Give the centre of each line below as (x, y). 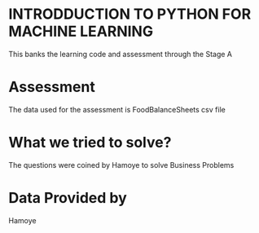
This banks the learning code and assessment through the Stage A (121, 54)
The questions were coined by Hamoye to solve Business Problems (121, 165)
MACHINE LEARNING (81, 31)
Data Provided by (68, 198)
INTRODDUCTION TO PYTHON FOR (130, 14)
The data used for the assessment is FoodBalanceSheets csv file (117, 109)
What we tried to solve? (90, 143)
